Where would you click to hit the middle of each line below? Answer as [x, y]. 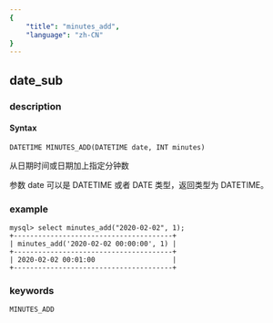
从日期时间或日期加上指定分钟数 [69, 165]
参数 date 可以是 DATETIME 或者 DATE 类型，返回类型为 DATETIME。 [139, 184]
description [35, 106]
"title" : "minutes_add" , [73, 26]
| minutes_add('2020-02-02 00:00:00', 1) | [93, 244]
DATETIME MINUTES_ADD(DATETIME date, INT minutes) [107, 147]
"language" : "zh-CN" [65, 35]
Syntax [23, 128]
